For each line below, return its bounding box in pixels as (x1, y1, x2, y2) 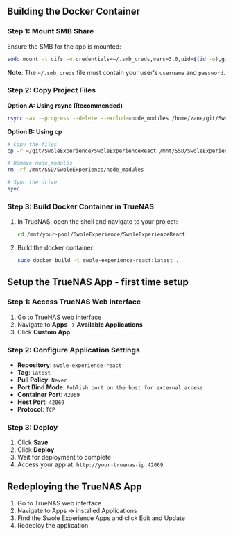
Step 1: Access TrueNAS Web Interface (7, 297, 141, 307)
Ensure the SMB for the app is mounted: (7, 42, 121, 51)
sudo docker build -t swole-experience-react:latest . (17, 257, 180, 264)
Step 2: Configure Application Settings (7, 345, 140, 355)
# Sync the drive (7, 179, 58, 186)
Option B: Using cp (7, 127, 62, 136)
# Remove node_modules (7, 160, 73, 167)
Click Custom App (17, 327, 71, 336)
